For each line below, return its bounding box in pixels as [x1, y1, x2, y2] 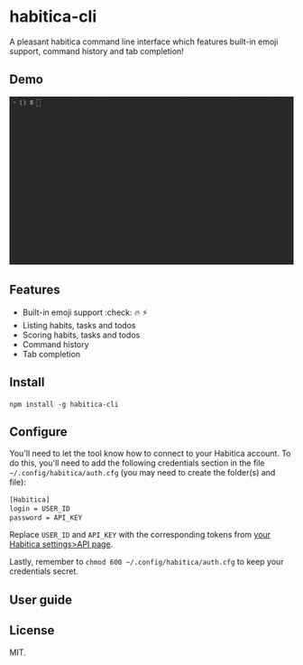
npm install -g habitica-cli [9, 400, 119, 409]
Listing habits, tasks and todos [22, 319, 136, 330]
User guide [9, 592, 72, 607]
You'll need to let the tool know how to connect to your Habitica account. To [9, 448, 291, 459]
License [9, 623, 55, 638]
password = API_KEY [9, 513, 83, 522]
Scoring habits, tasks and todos [22, 329, 141, 340]
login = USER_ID [9, 504, 70, 513]
